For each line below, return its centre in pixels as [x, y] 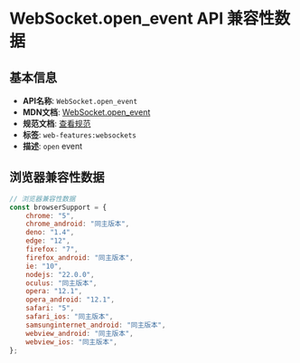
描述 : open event [52, 146]
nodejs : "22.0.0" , [60, 274]
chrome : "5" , [50, 215]
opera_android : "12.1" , [70, 300]
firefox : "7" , [52, 250]
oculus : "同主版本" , [61, 283]
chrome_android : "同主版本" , [78, 224]
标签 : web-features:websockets [80, 135]
